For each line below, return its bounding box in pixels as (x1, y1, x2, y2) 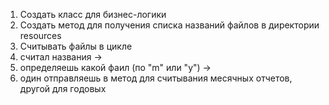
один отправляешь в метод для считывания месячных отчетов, (19, 72, 293, 84)
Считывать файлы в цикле (19, 40, 133, 52)
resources (19, 30, 62, 41)
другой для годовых (19, 83, 107, 94)
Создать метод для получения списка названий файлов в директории (19, 19, 320, 31)
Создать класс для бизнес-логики (19, 9, 167, 20)
